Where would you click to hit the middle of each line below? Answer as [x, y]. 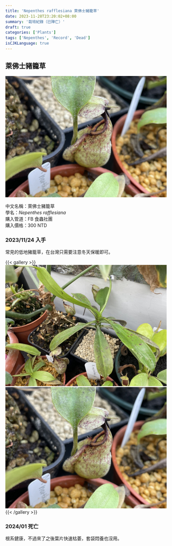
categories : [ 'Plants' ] [31, 33]
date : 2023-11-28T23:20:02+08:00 [41, 16]
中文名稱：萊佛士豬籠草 [30, 206]
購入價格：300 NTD [26, 225]
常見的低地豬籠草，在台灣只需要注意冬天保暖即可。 [59, 252]
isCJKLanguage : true [27, 44]
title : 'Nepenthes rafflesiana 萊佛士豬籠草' [52, 11]
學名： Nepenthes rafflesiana [36, 212]
